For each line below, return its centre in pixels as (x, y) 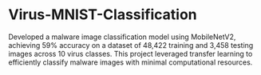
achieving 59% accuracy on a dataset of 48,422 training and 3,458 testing (131, 45)
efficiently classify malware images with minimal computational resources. (130, 62)
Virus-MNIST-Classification (103, 15)
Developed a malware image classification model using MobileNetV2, (122, 37)
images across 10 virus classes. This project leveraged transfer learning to (130, 53)
